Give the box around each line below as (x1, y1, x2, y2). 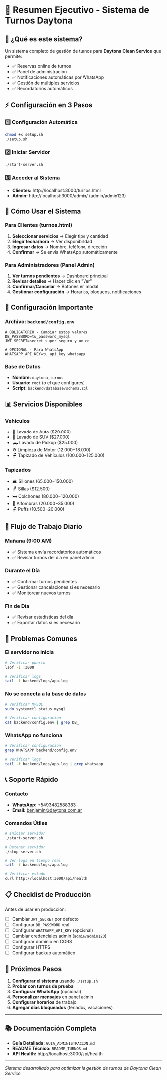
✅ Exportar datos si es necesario (12, 620, 80, 626)
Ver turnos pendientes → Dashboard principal (12, 273, 108, 279)
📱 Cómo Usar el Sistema (5, 207, 81, 216)
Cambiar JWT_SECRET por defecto (12, 916, 79, 922)
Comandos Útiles (5, 819, 48, 826)
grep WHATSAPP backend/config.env (5, 748, 77, 753)
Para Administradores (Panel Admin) (5, 261, 95, 268)
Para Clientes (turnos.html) (5, 222, 73, 229)
